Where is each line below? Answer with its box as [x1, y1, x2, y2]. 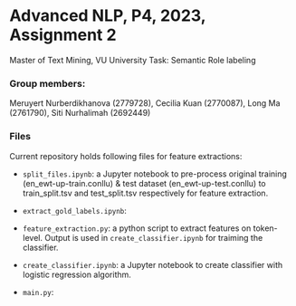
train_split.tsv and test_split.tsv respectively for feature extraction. [22, 187, 269, 198]
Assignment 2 [9, 24, 117, 45]
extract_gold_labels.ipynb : [22, 205, 127, 215]
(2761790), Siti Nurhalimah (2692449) [9, 108, 151, 119]
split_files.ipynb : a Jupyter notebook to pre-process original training [22, 168, 288, 179]
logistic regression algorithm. [22, 269, 131, 280]
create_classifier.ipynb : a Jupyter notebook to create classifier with [22, 259, 283, 270]
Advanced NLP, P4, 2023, [9, 5, 206, 26]
